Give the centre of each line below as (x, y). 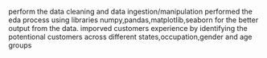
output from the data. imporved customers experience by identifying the (128, 28)
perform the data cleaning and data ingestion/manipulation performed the (131, 12)
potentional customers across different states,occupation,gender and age (130, 37)
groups (20, 45)
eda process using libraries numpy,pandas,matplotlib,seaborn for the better (133, 20)
